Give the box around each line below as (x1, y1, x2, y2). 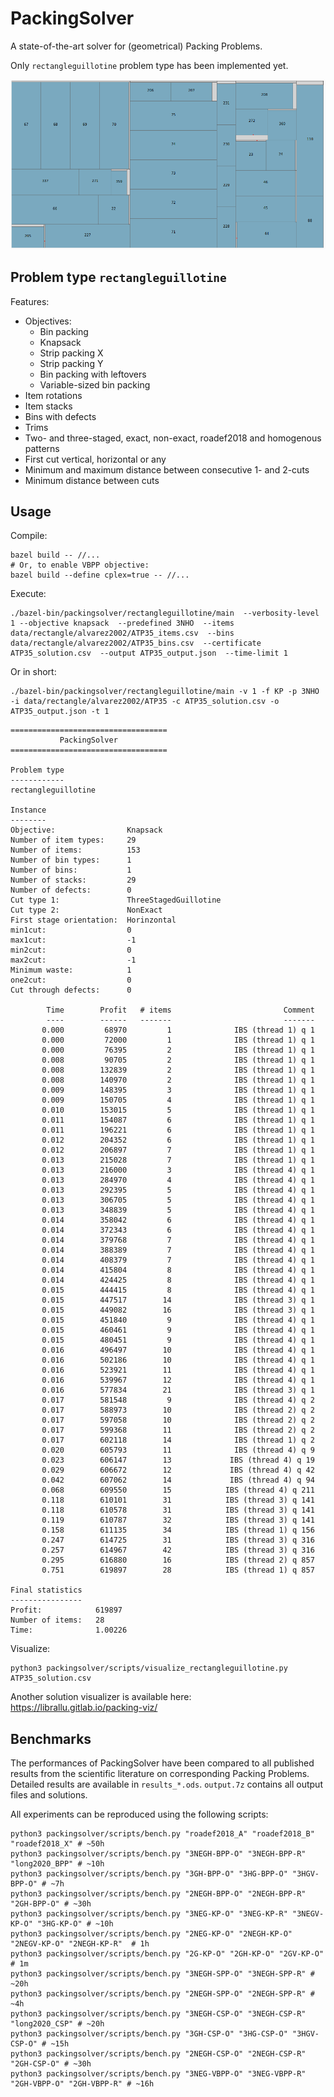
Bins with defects (24, 410, 97, 422)
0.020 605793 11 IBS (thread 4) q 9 (41, 1445, 315, 1456)
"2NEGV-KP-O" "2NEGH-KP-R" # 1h (10, 1939, 150, 1949)
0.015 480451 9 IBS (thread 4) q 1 (41, 1335, 315, 1346)
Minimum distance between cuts (24, 474, 160, 486)
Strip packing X (39, 347, 104, 359)
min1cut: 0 (10, 925, 132, 936)
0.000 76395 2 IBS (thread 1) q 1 (41, 1045, 315, 1056)
